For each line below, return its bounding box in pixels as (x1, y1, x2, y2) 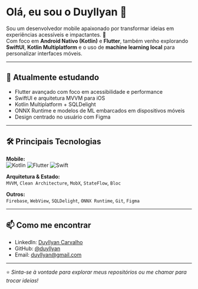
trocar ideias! (6, 277, 39, 284)
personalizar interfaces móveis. (6, 50, 82, 57)
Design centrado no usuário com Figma (14, 113, 111, 120)
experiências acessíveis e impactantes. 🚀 (6, 31, 106, 38)
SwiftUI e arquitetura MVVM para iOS (14, 94, 105, 101)
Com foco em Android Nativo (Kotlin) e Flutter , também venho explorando (6, 37, 189, 44)
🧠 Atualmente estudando (6, 73, 99, 83)
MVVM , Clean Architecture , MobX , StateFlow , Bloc (6, 179, 121, 186)
